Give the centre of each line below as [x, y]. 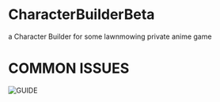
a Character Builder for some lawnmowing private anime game [110, 36]
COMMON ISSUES [69, 68]
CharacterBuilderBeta [82, 15]
